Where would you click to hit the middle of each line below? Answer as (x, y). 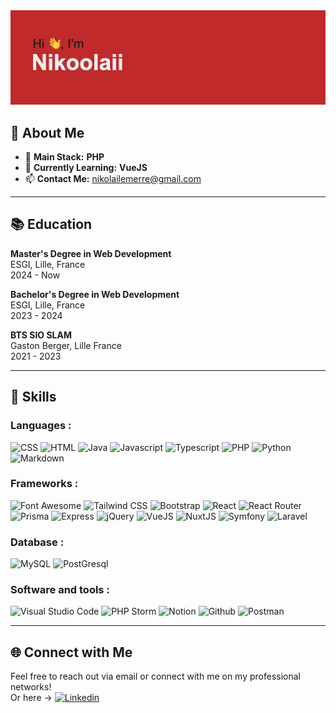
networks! (31, 687)
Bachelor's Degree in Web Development (95, 294)
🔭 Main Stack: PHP (64, 157)
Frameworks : (44, 484)
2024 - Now (35, 275)
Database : (37, 542)
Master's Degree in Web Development (91, 253)
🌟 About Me (47, 132)
